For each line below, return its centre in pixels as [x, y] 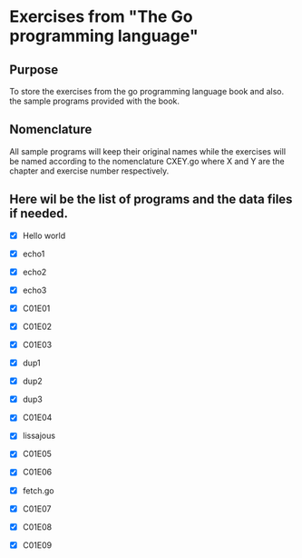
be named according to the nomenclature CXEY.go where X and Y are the [147, 161]
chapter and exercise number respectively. [89, 171]
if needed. [39, 214]
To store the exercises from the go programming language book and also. [146, 91]
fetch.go [38, 490]
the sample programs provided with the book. [94, 101]
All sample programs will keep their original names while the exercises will [148, 151]
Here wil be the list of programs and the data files [151, 199]
